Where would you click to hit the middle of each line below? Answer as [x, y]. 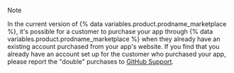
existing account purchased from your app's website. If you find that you [113, 46]
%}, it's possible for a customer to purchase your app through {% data [110, 32]
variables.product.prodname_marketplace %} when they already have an [114, 39]
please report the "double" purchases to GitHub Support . [90, 62]
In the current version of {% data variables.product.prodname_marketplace [117, 24]
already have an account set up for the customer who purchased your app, [117, 54]
